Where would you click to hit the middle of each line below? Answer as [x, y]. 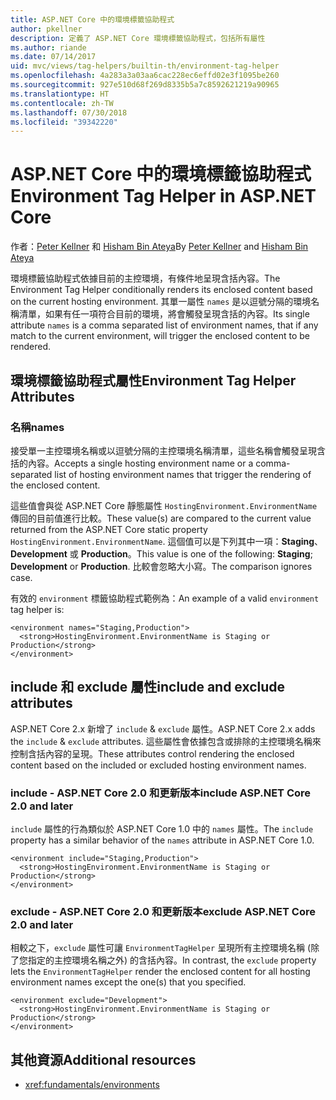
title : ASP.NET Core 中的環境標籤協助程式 [92, 19]
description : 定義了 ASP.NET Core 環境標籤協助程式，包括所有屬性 [138, 38]
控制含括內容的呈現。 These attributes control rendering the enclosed [152, 753]
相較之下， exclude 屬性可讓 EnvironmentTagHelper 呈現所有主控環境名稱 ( [161, 948]
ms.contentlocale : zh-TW [62, 103]
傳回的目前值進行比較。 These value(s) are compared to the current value [161, 518]
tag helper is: [37, 609]
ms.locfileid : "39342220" [64, 122]
